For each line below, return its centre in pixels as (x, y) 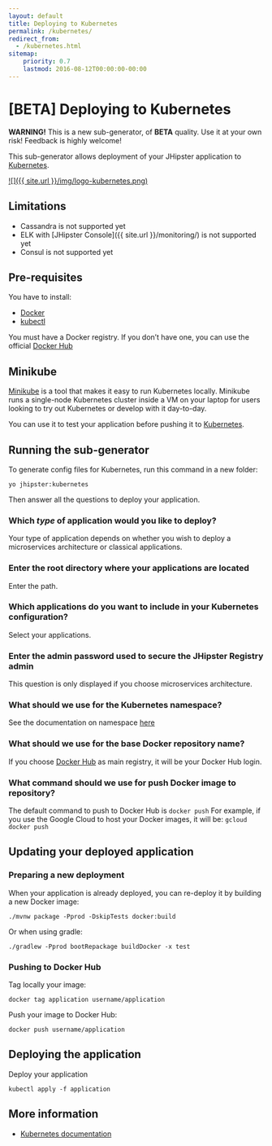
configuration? (39, 617)
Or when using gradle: (45, 931)
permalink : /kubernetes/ (50, 31)
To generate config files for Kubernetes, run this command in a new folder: (133, 469)
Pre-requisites (45, 277)
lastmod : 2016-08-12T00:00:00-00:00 (85, 69)
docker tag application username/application (86, 999)
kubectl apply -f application (60, 1089)
